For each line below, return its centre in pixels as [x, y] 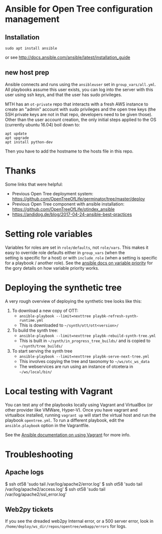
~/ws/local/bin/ [36, 372]
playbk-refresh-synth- [116, 316]
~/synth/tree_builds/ [41, 346]
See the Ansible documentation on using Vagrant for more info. [68, 435]
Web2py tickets [29, 509]
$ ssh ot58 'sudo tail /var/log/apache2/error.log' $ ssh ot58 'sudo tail [74, 484]
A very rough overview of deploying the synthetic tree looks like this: [73, 301]
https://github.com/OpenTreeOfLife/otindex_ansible [63, 209]
